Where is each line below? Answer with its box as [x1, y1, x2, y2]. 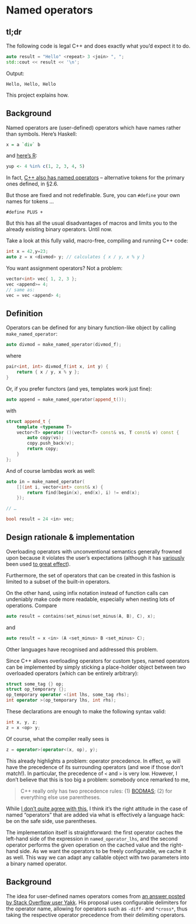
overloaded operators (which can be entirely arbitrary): [6, 669, 139, 676]
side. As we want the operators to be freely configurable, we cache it [19, 847, 186, 854]
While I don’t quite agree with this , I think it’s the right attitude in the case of [6, 805, 188, 812]
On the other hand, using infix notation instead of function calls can [6, 589, 169, 596]
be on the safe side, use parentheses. [6, 817, 97, 824]
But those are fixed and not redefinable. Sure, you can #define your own [6, 192, 180, 199]
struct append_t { [6, 418, 51, 424]
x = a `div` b [6, 141, 41, 147]
